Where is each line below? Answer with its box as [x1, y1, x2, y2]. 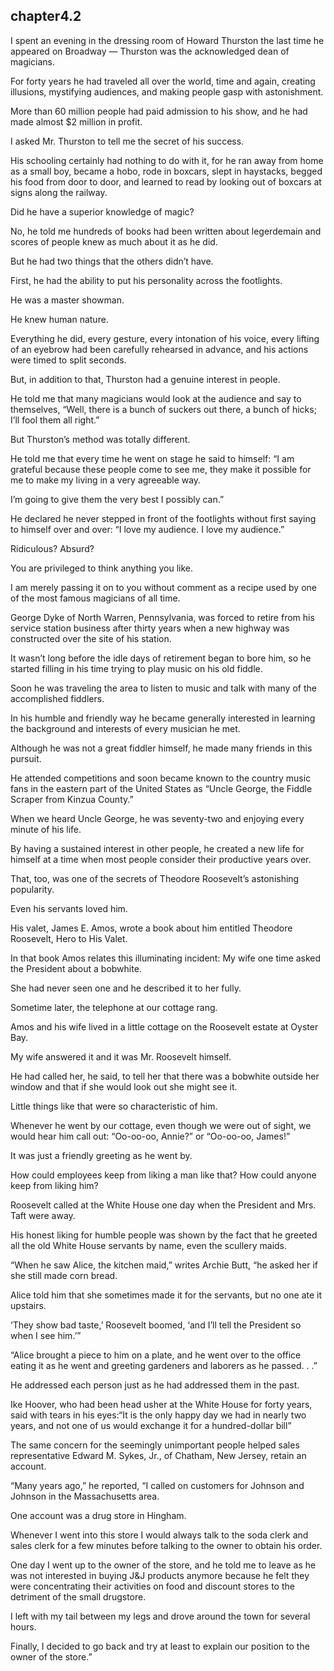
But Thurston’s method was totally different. [10, 433, 191, 445]
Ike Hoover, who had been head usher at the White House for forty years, [10, 1398, 313, 1410]
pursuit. [10, 752, 42, 764]
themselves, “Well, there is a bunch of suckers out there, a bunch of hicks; [10, 403, 317, 415]
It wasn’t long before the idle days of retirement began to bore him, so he [10, 652, 312, 664]
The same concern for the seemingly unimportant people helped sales [10, 1439, 300, 1451]
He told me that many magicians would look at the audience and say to [10, 392, 302, 404]
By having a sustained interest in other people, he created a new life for [10, 842, 305, 854]
